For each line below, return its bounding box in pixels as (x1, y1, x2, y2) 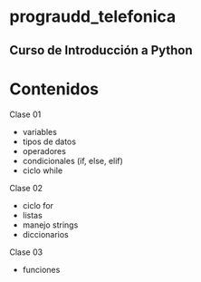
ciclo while (22, 165, 63, 176)
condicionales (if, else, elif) (22, 155, 124, 166)
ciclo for (22, 199, 54, 210)
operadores (22, 145, 66, 156)
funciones (22, 264, 61, 275)
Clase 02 (9, 182, 43, 193)
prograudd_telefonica (9, 6, 177, 27)
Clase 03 (9, 247, 43, 258)
